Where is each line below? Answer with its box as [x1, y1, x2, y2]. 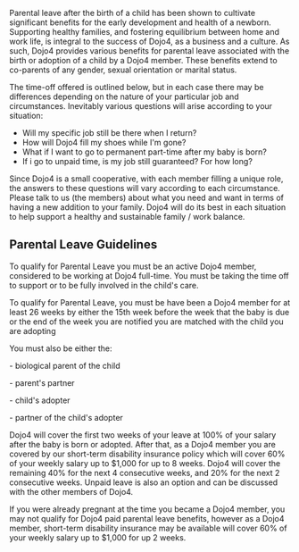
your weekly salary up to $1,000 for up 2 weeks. [9, 531, 187, 543]
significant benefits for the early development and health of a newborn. [9, 17, 272, 28]
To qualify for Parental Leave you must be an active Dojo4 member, [9, 261, 257, 272]
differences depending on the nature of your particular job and [9, 91, 239, 102]
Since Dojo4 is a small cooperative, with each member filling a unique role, [9, 173, 284, 184]
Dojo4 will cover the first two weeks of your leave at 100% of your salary [9, 429, 277, 440]
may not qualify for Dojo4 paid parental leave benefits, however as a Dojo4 [9, 513, 285, 523]
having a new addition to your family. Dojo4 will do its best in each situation [9, 202, 287, 213]
